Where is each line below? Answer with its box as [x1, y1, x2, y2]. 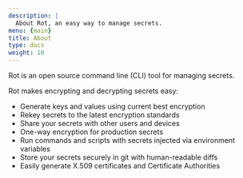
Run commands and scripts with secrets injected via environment [19, 136, 236, 144]
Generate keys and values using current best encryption [19, 101, 205, 111]
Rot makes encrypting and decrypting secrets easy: [8, 86, 178, 96]
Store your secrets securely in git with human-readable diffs [19, 152, 218, 162]
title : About [8, 34, 52, 42]
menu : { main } [8, 26, 52, 34]
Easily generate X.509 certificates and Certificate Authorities [19, 161, 221, 170]
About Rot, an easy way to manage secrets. [15, 19, 162, 27]
